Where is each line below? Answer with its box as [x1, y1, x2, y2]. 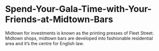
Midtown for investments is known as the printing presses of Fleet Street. [5, 30, 154, 36]
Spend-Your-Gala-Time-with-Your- [5, 3, 152, 15]
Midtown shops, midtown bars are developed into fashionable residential [5, 35, 153, 41]
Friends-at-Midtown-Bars [5, 14, 114, 25]
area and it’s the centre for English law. [5, 40, 84, 46]
